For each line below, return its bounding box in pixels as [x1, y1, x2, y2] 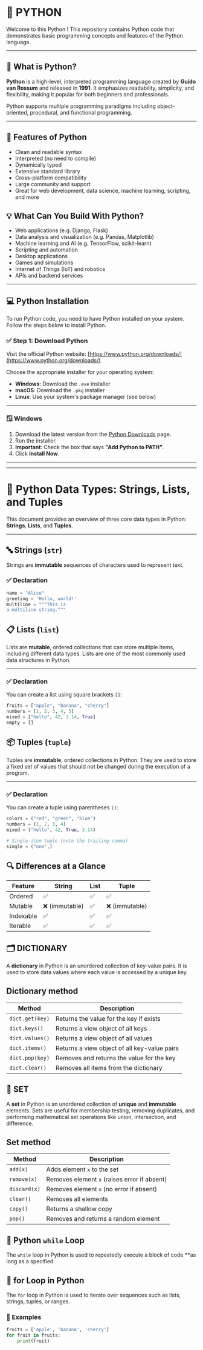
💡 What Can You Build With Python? [6, 210, 144, 221]
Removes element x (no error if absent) [46, 1185, 158, 1194]
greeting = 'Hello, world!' [6, 595, 77, 602]
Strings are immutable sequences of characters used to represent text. [6, 561, 184, 569]
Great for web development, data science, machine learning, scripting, [14, 187, 191, 194]
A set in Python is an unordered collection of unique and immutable [6, 1100, 176, 1108]
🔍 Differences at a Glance [6, 861, 106, 871]
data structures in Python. [6, 657, 71, 664]
